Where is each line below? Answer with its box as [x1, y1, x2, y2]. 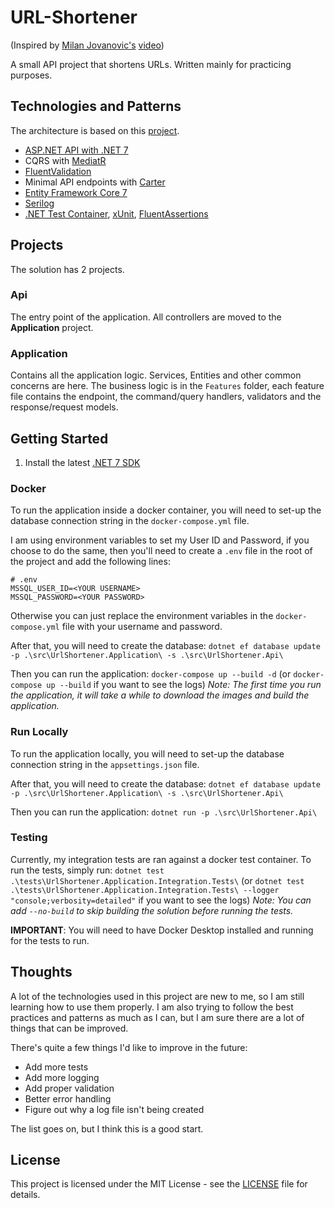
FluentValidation [24, 165, 92, 177]
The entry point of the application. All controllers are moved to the [10, 311, 282, 323]
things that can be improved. [10, 1022, 129, 1034]
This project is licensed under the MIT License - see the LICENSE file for [10, 1178, 308, 1190]
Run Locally [10, 725, 69, 739]
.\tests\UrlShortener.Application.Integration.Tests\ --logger [10, 885, 280, 895]
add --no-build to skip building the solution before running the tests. [10, 904, 294, 916]
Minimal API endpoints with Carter [24, 176, 166, 188]
